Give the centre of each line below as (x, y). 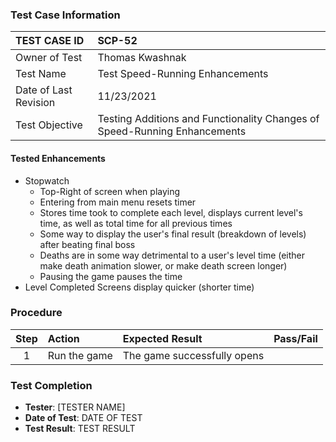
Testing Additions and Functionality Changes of (208, 119)
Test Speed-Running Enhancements (183, 74)
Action (63, 338)
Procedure (36, 313)
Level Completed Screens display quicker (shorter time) (139, 287)
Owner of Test (49, 58)
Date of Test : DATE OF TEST (83, 418)
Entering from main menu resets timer (118, 202)
